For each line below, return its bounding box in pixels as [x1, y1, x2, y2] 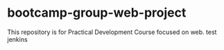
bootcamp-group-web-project [7, 5, 187, 21]
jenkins [7, 35, 28, 43]
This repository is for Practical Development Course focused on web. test [7, 28, 217, 36]
